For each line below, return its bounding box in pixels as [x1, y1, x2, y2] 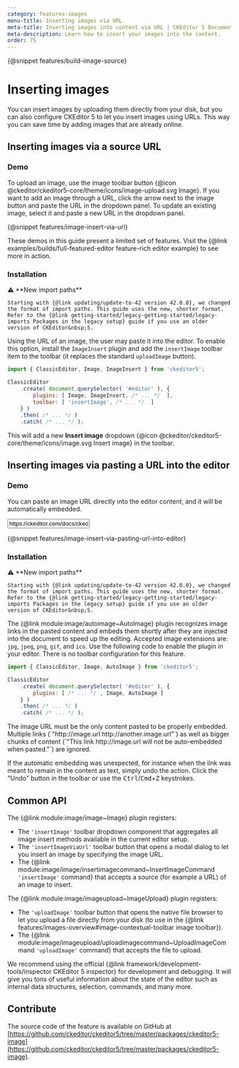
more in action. [7, 251, 51, 260]
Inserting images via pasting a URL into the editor [7, 459, 230, 471]
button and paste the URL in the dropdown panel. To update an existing [7, 201, 217, 210]
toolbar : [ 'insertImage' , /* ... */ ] [33, 399, 154, 406]
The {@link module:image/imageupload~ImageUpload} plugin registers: [7, 894, 218, 903]
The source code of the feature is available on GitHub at [7, 1022, 172, 1030]
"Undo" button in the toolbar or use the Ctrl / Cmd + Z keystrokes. [7, 774, 196, 783]
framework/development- [126, 960, 201, 968]
